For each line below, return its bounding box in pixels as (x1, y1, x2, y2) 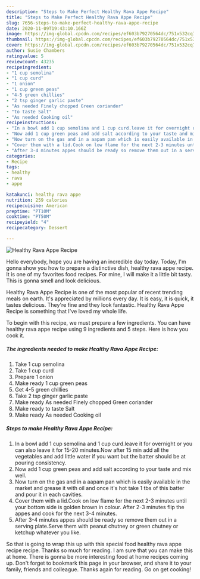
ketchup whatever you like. (14, 529, 82, 536)
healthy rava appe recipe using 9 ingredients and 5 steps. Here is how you (6, 325, 189, 332)
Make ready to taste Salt (14, 405, 75, 412)
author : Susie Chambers (6, 48, 65, 54)
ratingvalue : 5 (6, 53, 44, 59)
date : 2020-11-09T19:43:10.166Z (6, 25, 86, 32)
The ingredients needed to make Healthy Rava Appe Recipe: (6, 346, 159, 353)
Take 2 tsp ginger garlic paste (14, 392, 88, 399)
